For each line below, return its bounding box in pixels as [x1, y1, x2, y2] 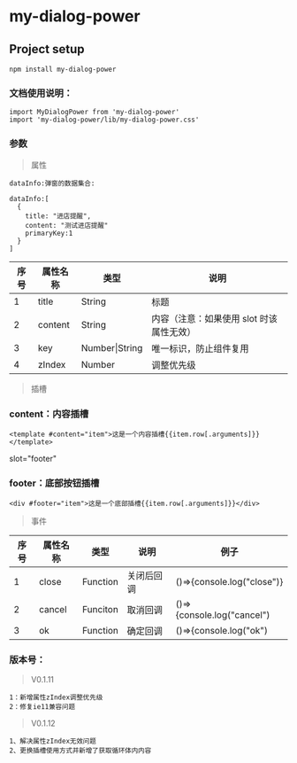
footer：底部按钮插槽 [9, 477, 100, 489]
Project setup [9, 42, 86, 57]
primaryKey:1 [25, 229, 73, 237]
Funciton [82, 603, 119, 616]
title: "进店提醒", [25, 211, 91, 221]
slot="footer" [9, 453, 57, 463]
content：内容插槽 [9, 408, 89, 420]
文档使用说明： [9, 87, 73, 99]
